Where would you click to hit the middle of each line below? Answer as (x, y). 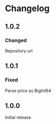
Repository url (19, 51)
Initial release (18, 118)
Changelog (27, 9)
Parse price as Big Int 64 (28, 90)
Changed (16, 40)
